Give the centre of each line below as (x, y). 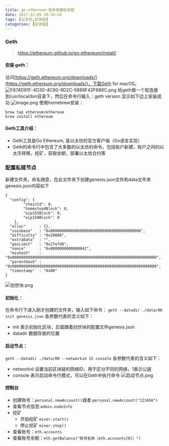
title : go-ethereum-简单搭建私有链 (40, 10)
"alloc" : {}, (30, 227)
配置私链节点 (21, 168)
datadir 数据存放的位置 (36, 333)
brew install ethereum (29, 116)
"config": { (22, 200)
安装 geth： (17, 65)
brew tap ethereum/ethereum (35, 112)
